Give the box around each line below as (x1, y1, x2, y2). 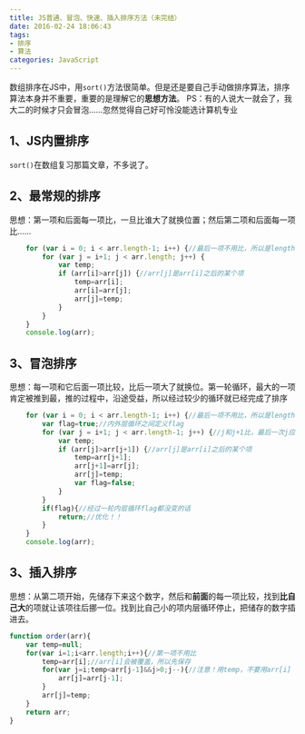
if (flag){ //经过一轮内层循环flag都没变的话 (42, 503, 192, 513)
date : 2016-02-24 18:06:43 (9, 22, 112, 31)
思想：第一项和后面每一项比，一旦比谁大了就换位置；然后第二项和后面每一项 (9, 214, 296, 225)
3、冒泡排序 (9, 355, 77, 371)
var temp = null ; (25, 640, 84, 650)
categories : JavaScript (9, 55, 100, 64)
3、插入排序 (9, 565, 77, 580)
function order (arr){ (9, 631, 92, 640)
